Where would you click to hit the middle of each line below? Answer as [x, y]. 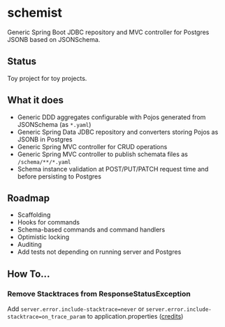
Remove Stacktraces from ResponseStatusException [99, 294]
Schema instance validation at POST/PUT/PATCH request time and [113, 169]
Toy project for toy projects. [47, 78]
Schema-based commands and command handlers [91, 230]
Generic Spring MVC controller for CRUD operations [92, 146]
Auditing [29, 245]
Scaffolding [34, 215]
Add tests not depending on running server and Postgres [99, 252]
